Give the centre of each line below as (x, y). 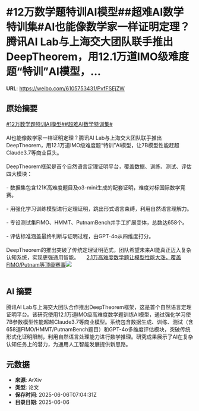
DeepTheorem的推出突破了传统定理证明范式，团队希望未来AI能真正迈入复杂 (99, 249)
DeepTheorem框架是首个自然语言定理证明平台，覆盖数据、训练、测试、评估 (99, 166)
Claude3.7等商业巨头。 (34, 153)
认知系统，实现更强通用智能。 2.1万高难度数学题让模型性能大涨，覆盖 (94, 257)
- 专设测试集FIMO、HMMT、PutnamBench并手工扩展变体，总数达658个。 (97, 222)
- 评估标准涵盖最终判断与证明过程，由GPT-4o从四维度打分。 (80, 236)
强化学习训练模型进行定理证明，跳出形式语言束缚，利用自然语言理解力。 (104, 208)
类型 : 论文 (27, 387)
